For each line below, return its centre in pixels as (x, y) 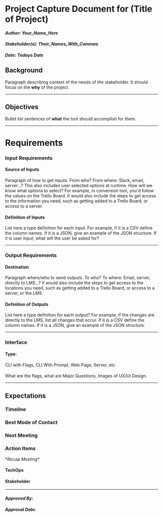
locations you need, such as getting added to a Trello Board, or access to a (80, 288)
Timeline (16, 409)
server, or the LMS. (24, 293)
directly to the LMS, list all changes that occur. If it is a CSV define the (75, 320)
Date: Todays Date (24, 55)
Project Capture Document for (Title (79, 9)
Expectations (25, 396)
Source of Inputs (22, 170)
